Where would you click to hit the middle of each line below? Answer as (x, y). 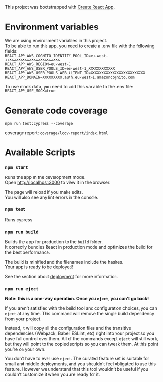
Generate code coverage (56, 111)
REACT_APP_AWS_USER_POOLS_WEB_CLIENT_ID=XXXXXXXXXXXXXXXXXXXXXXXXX (75, 73)
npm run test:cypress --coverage (39, 123)
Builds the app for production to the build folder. (54, 242)
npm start (17, 167)
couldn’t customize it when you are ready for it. (53, 374)
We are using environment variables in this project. (56, 40)
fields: (12, 51)
